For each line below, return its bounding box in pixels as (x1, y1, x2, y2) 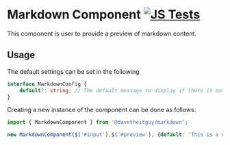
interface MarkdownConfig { (7, 81, 88, 88)
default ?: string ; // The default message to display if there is (19, 87, 213, 94)
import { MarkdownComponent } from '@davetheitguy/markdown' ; (7, 119, 188, 126)
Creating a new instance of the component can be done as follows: (7, 106, 196, 114)
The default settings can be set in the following (7, 67, 140, 75)
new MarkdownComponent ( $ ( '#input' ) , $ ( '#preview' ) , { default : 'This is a (7, 131, 219, 138)
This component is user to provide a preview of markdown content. (7, 29, 196, 38)
